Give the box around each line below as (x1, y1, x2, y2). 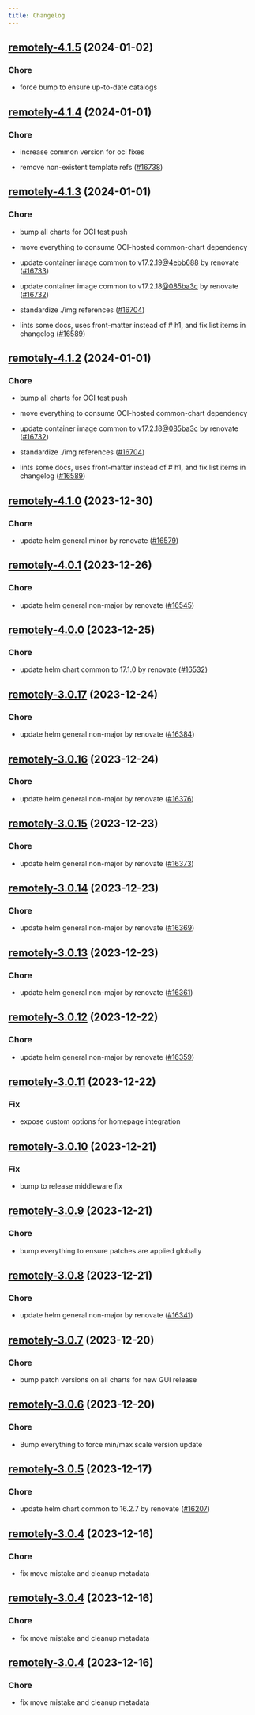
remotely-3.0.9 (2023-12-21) (8, 1204, 153, 1218)
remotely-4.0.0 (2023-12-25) (8, 624, 156, 637)
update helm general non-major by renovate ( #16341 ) (19, 1310, 193, 1320)
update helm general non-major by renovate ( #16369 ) (19, 923, 195, 933)
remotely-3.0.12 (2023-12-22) (8, 1011, 159, 1024)
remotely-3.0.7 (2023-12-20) (8, 1333, 155, 1347)
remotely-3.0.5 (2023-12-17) (8, 1463, 152, 1476)
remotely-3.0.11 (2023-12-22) (8, 1075, 156, 1088)
